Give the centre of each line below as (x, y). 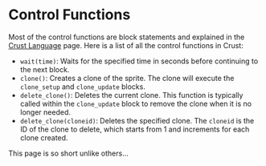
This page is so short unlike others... (68, 153)
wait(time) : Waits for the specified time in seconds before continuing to (139, 61)
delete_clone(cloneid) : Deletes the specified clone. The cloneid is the (137, 120)
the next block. (45, 69)
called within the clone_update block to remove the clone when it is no (135, 103)
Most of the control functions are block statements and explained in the (127, 37)
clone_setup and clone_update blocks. (83, 87)
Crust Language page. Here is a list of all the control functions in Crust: (126, 45)
